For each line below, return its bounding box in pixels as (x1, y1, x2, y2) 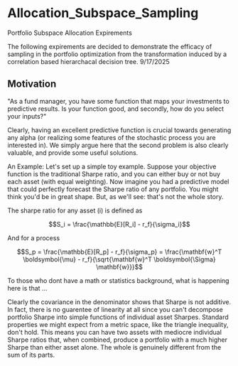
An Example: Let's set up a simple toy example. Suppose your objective (7, 162, 217, 171)
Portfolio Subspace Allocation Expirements (7, 28, 133, 37)
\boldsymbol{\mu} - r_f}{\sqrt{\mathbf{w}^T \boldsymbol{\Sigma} (22, 254, 217, 264)
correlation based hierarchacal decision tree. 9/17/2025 (7, 57, 171, 65)
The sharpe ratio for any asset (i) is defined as (7, 206, 143, 215)
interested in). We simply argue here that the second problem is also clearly (7, 141, 229, 149)
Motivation (7, 78, 57, 90)
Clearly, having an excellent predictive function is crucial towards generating (7, 126, 232, 134)
